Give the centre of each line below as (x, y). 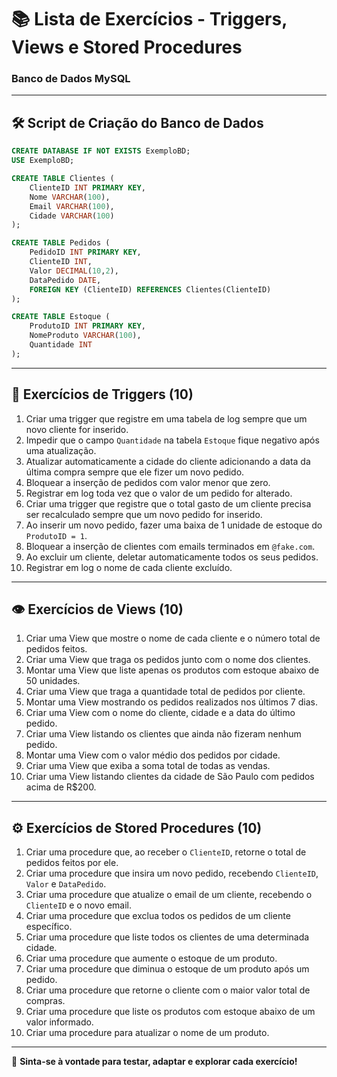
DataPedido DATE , (65, 280)
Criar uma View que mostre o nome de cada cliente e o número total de (173, 638)
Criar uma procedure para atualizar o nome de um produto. (147, 1033)
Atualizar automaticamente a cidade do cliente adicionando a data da (168, 461)
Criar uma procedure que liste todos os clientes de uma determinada (167, 937)
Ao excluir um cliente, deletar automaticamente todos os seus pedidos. (172, 557)
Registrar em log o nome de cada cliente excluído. (129, 567)
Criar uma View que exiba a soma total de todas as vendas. (148, 766)
